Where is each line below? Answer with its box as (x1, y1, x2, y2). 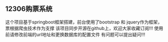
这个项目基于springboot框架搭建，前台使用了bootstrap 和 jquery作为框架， (5, 19, 162, 25)
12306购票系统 (5, 4, 52, 13)
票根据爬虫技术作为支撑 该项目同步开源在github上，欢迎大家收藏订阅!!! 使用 (5, 25, 163, 31)
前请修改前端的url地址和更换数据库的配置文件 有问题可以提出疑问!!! (5, 31, 146, 37)
